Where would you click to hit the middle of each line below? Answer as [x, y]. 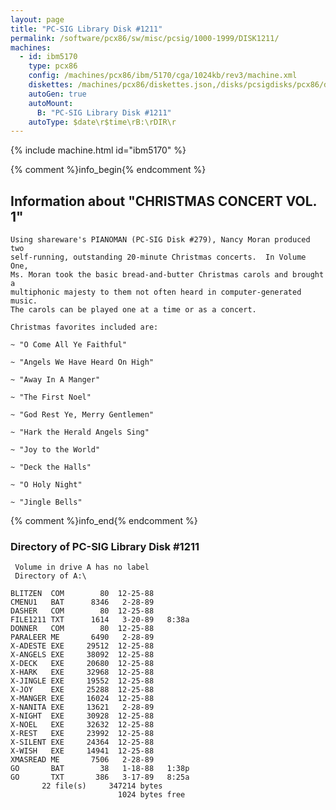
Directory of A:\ [50, 576]
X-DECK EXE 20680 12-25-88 [82, 664]
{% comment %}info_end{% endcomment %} [104, 521]
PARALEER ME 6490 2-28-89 [82, 637]
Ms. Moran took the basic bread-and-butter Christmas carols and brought [167, 275]
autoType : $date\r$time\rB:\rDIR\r [102, 122]
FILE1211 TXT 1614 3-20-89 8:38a [100, 620]
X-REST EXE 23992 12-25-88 [82, 734]
